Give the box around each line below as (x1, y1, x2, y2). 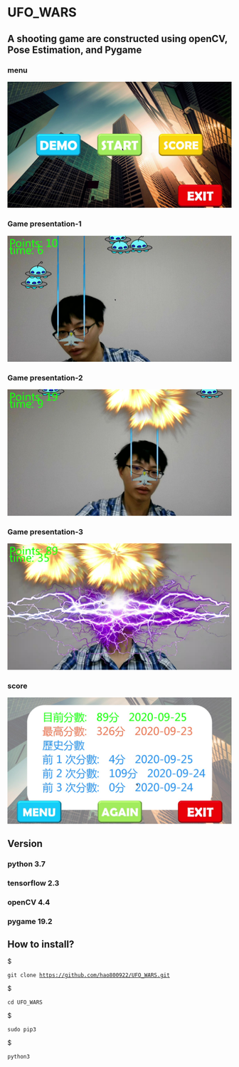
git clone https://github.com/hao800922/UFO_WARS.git (7, 972, 171, 979)
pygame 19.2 (7, 916, 53, 926)
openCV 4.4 (7, 897, 51, 907)
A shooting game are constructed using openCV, (7, 33, 228, 45)
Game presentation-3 (7, 526, 84, 536)
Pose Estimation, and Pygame (7, 43, 142, 56)
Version (7, 838, 43, 850)
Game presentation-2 (7, 373, 83, 383)
